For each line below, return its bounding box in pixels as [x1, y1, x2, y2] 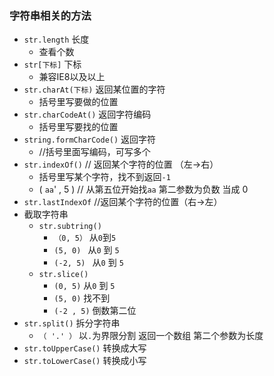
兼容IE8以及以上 [38, 71, 106, 83]
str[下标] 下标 [23, 58, 82, 71]
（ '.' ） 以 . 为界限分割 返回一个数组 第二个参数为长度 [38, 330, 264, 342]
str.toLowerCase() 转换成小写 [23, 355, 147, 367]
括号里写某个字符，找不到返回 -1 [38, 171, 171, 183]
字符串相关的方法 [9, 8, 92, 22]
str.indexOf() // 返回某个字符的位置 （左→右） [23, 158, 219, 171]
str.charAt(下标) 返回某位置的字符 [23, 83, 166, 96]
